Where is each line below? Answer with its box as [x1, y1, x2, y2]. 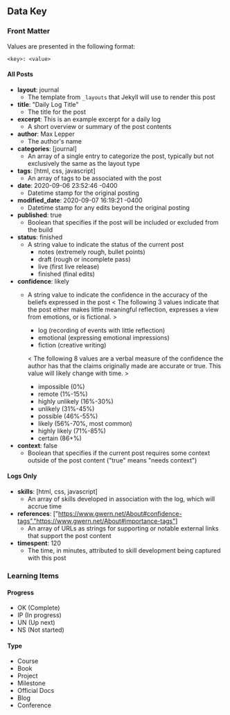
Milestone [17, 679, 46, 687]
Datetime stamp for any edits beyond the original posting [27, 203, 191, 212]
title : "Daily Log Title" [17, 100, 79, 108]
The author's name [27, 137, 82, 145]
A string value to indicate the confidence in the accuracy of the [27, 291, 208, 299]
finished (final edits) [37, 270, 96, 278]
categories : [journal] [17, 144, 78, 153]
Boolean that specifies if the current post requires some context [27, 449, 210, 457]
